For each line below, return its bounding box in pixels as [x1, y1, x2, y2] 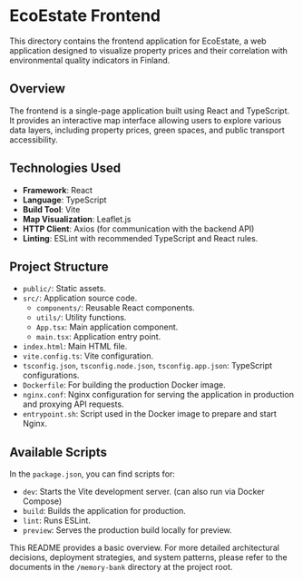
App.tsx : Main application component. [35, 321, 179, 332]
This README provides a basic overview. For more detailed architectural [9, 542, 279, 554]
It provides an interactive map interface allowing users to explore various [9, 114, 282, 125]
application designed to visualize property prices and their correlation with [9, 44, 288, 55]
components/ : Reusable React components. [35, 302, 195, 313]
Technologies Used [9, 161, 121, 176]
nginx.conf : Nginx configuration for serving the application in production [22, 389, 295, 400]
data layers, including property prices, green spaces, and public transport [9, 124, 286, 135]
